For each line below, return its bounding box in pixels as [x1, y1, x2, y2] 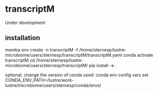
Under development [5, 20, 46, 25]
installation [5, 34, 40, 42]
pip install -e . [89, 62, 117, 68]
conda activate [123, 52, 154, 58]
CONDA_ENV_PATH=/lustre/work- [5, 77, 74, 83]
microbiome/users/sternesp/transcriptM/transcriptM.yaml [5, 52, 122, 58]
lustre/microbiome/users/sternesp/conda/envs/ [5, 82, 101, 88]
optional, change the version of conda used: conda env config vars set [5, 72, 149, 78]
